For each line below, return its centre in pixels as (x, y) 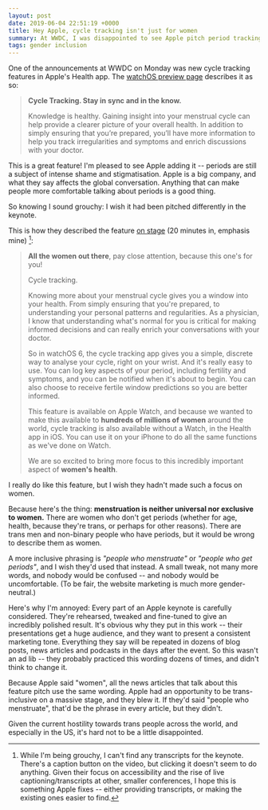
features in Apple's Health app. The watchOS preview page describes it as (131, 77)
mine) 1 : (21, 239)
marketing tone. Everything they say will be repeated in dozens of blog (124, 641)
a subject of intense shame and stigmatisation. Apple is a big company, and (132, 174)
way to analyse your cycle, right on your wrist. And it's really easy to (140, 361)
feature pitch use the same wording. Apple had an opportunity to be (120, 691)
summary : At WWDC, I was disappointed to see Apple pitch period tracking (135, 38)
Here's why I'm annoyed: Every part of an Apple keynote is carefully (120, 608)
